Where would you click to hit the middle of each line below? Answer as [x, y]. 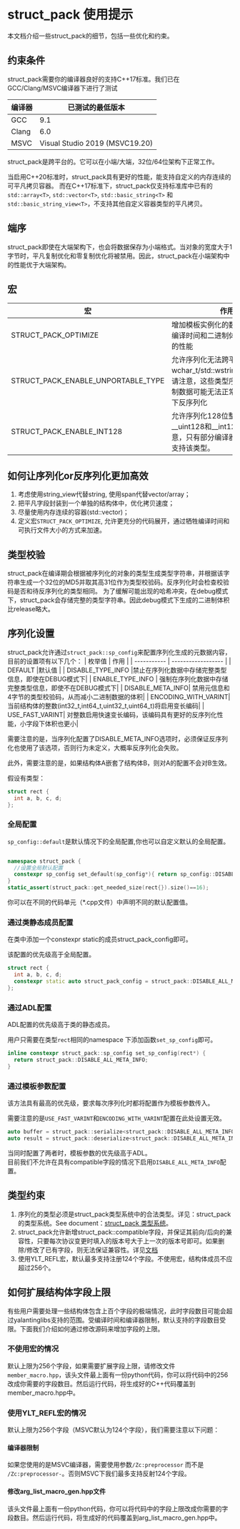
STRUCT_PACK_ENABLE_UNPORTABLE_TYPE [88, 381]
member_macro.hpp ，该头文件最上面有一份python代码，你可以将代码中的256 [118, 1375]
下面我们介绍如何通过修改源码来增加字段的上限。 [92, 1328]
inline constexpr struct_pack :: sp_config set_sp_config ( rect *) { [106, 1053]
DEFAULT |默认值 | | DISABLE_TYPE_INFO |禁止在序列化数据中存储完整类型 [117, 670]
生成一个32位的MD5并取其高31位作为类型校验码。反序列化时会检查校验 [125, 582]
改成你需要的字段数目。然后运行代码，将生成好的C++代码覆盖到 [101, 1383]
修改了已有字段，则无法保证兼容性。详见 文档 [92, 1250]
